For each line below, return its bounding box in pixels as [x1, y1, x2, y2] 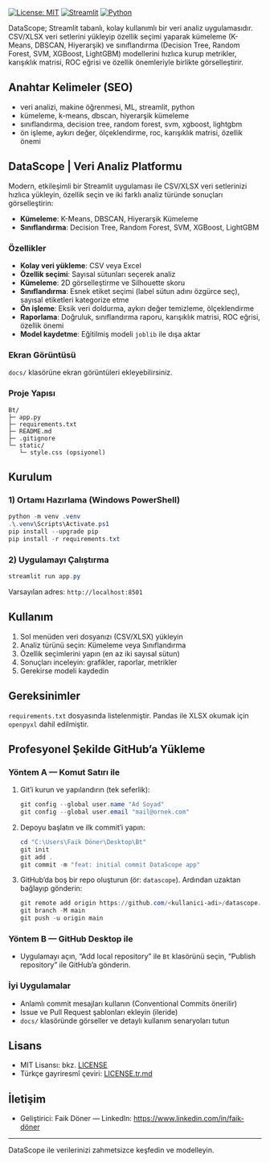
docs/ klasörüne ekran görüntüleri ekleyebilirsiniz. [8, 367, 173, 378]
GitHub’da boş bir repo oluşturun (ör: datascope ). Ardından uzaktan [19, 875, 241, 885]
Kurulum [8, 470, 53, 483]
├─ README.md [8, 427, 52, 435]
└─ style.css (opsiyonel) [18, 448, 106, 457]
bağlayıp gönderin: [19, 884, 83, 893]
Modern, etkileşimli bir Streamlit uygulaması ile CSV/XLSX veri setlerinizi [8, 181, 247, 191]
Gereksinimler [8, 689, 81, 703]
